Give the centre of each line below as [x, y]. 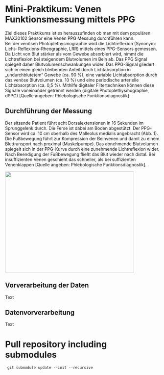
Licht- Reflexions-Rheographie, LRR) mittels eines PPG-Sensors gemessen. [81, 49]
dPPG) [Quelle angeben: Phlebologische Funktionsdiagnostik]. [68, 95]
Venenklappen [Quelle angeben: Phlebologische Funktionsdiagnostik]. [76, 164]
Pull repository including [56, 344]
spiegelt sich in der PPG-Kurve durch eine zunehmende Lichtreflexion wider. [82, 149]
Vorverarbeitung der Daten [47, 285]
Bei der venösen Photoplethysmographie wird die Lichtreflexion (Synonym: [81, 43]
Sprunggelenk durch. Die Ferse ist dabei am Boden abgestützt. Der [73, 128]
